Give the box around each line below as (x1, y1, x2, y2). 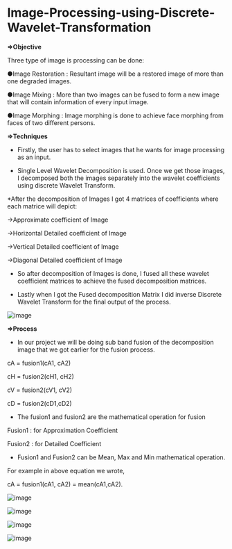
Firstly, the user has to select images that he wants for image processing (17, 145, 225, 154)
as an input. (17, 153, 51, 161)
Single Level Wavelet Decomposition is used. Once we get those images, (17, 166, 225, 174)
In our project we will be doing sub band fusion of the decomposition (17, 338, 215, 346)
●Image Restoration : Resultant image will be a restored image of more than (7, 69, 224, 78)
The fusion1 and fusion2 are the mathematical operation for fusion (17, 412, 206, 421)
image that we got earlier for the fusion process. (17, 345, 155, 354)
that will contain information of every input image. (7, 97, 149, 106)
